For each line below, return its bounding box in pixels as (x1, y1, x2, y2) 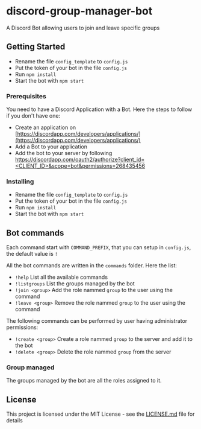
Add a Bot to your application (14, 143, 88, 150)
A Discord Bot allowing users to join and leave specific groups (6, 24, 160, 31)
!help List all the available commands (14, 273, 108, 281)
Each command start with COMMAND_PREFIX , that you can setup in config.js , (6, 244, 191, 251)
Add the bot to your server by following (14, 150, 113, 157)
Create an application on (14, 124, 76, 131)
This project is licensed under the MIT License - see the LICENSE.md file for (6, 410, 195, 418)
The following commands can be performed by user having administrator (6, 317, 188, 325)
